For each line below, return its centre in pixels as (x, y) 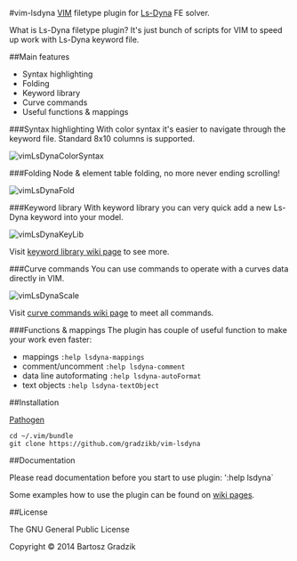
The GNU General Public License (70, 529)
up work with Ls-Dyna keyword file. (74, 40)
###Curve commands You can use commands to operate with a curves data (149, 269)
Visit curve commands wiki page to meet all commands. (112, 313)
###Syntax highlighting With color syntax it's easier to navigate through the (148, 129)
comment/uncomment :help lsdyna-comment (104, 366)
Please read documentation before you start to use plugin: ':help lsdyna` (141, 477)
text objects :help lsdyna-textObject (91, 385)
